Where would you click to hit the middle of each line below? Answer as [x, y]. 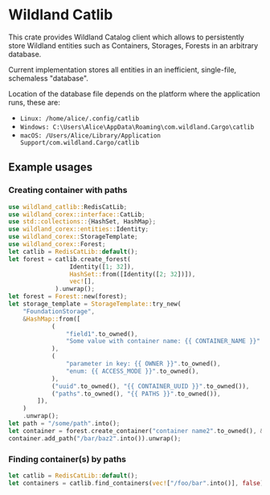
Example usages [51, 168]
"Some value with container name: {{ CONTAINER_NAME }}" [163, 342]
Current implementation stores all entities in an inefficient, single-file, [123, 69]
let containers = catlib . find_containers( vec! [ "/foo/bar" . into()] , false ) [136, 483]
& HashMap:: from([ [52, 319]
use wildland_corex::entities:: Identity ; [79, 229]
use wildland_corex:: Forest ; [57, 244]
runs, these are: [34, 102]
